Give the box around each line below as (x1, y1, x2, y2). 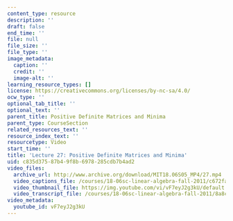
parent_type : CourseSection (7, 119, 89, 127)
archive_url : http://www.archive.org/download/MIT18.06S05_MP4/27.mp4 (13, 171, 222, 178)
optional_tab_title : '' (7, 100, 76, 107)
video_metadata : (7, 197, 54, 204)
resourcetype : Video (7, 139, 67, 146)
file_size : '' (7, 42, 49, 49)
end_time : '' (7, 29, 45, 37)
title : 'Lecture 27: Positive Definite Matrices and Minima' (7, 152, 188, 159)
